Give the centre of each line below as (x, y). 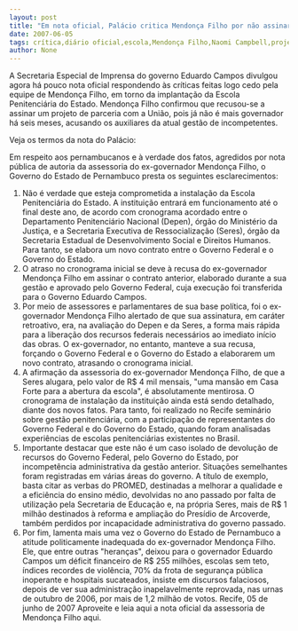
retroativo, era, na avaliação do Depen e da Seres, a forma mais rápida (151, 326)
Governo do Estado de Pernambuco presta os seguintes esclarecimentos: (144, 176)
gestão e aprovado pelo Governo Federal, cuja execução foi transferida (152, 288)
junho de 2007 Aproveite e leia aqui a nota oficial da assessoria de (143, 608)
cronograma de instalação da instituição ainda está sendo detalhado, (148, 401)
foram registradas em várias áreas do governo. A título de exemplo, (145, 477)
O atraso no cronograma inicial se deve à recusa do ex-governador (145, 269)
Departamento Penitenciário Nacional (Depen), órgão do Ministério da (149, 222)
